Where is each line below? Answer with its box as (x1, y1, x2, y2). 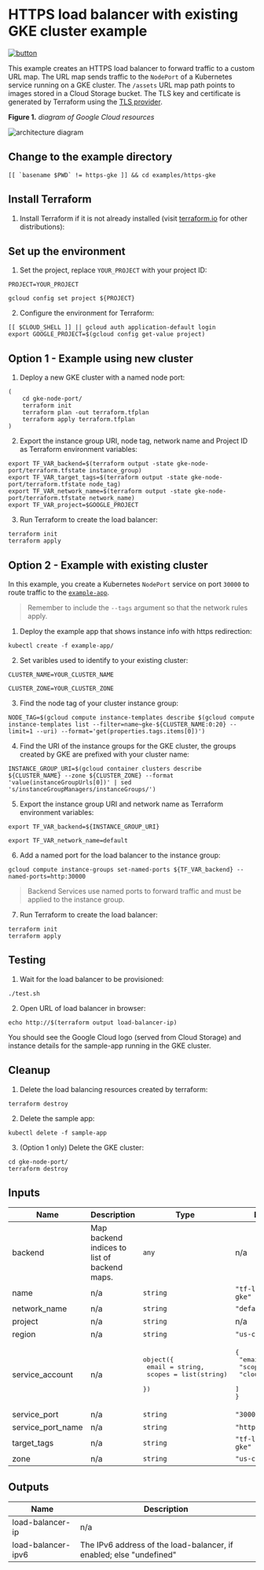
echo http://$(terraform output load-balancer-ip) (8, 1018, 178, 1027)
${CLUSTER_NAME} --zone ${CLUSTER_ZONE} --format (8, 772, 174, 779)
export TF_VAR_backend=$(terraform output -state (8, 460, 174, 468)
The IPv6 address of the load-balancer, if (79, 1539, 233, 1550)
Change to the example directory (8, 150, 173, 164)
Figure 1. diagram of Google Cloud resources (8, 112, 155, 121)
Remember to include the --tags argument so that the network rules (27, 603, 248, 612)
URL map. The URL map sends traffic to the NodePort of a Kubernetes (8, 72, 233, 81)
